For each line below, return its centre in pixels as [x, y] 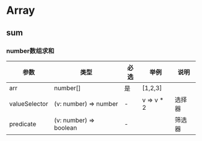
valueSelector [29, 104]
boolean [65, 128]
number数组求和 [30, 50]
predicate [23, 124]
